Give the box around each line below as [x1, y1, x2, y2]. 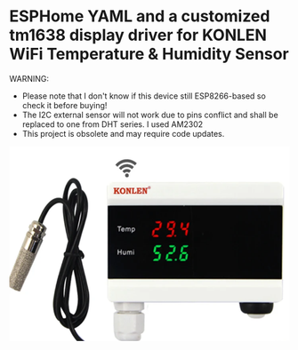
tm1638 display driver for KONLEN [9, 25, 267, 45]
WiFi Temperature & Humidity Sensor [9, 44, 289, 64]
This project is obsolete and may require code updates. [21, 128, 225, 139]
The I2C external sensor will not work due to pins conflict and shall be [21, 109, 278, 120]
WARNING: [9, 73, 50, 84]
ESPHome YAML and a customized [9, 6, 270, 27]
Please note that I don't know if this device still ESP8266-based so [21, 91, 267, 101]
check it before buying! [21, 99, 108, 110]
